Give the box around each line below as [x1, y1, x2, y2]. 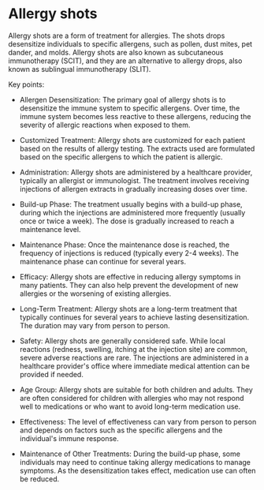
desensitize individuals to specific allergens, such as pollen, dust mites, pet [8, 39, 253, 48]
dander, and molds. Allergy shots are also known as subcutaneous [8, 47, 224, 57]
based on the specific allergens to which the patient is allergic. [19, 151, 223, 162]
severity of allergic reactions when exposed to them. [19, 120, 191, 129]
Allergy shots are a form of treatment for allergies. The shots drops [8, 31, 225, 40]
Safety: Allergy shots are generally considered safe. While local [19, 336, 226, 346]
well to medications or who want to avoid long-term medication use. [19, 402, 241, 411]
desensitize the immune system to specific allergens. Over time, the [19, 103, 240, 113]
